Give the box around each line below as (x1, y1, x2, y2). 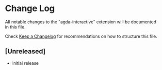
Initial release (12, 60, 39, 66)
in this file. (5, 24, 26, 29)
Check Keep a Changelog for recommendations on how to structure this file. (5, 33, 158, 39)
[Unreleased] (5, 47, 46, 56)
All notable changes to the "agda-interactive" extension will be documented (5, 19, 157, 25)
